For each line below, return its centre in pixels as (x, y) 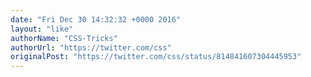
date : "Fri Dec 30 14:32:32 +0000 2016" (96, 19)
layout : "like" (42, 29)
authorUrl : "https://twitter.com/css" (91, 47)
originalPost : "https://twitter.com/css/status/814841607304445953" (156, 57)
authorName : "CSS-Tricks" (64, 38)
